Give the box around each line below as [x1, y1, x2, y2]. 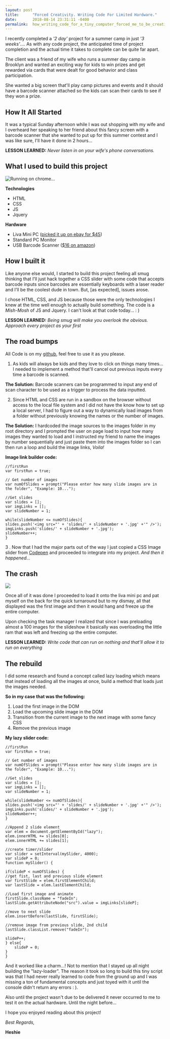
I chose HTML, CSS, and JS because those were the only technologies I [5, 296, 155, 303]
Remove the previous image [12, 725, 71, 731]
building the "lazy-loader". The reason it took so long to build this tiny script [5, 968, 163, 974]
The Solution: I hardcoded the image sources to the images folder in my [5, 423, 156, 429]
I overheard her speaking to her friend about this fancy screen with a [5, 127, 149, 133]
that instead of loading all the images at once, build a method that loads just [5, 678, 163, 685]
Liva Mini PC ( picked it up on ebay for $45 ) [12, 231, 103, 237]
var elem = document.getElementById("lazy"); [5, 829, 103, 835]
